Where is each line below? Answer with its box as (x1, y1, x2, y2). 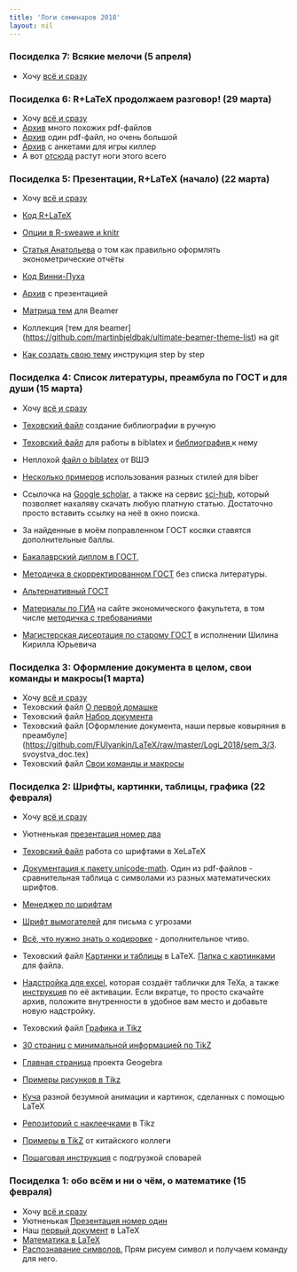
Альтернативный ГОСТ (21, 585, 109, 596)
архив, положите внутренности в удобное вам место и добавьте (21, 996, 268, 1007)
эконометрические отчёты (21, 254, 124, 264)
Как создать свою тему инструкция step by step (21, 349, 206, 360)
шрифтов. (21, 882, 59, 892)
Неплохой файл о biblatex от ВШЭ (21, 454, 150, 465)
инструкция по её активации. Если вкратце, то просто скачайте (21, 986, 264, 998)
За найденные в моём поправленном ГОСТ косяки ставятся (21, 524, 251, 535)
